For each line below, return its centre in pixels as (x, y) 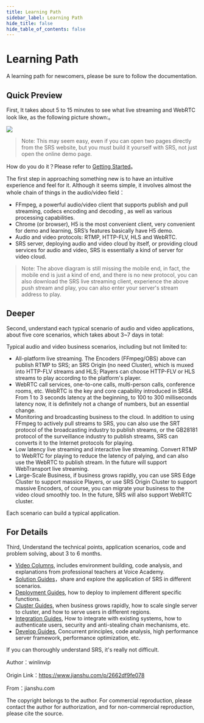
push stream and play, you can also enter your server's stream (100, 288)
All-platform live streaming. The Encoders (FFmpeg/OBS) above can (100, 358)
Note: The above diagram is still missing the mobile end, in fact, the (106, 268)
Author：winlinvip (29, 662)
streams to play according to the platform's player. (78, 378)
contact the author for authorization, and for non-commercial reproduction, (100, 707)
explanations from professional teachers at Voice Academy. (90, 572)
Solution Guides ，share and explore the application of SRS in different (103, 579)
